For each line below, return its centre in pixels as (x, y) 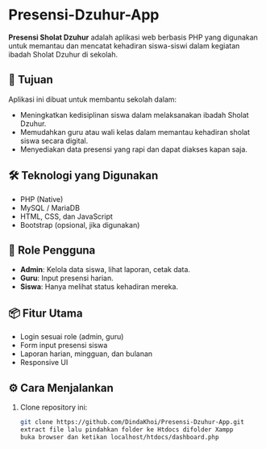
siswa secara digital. (54, 141)
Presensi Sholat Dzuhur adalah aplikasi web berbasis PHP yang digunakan (133, 37)
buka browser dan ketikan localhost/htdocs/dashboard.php (119, 437)
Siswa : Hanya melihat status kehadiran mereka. (99, 287)
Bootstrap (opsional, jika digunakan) (80, 224)
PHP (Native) (42, 199)
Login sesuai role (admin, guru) (72, 337)
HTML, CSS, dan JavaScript (66, 216)
